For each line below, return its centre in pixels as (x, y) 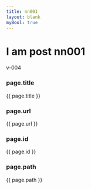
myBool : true (22, 22)
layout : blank (23, 17)
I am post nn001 (46, 51)
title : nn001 (22, 11)
